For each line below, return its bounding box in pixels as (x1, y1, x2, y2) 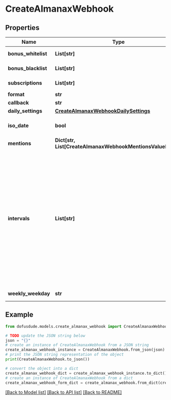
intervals (8, 215, 30, 222)
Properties (5, 23, 40, 32)
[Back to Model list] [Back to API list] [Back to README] (5, 389, 122, 395)
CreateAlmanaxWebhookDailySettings (55, 107, 151, 115)
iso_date (8, 122, 29, 129)
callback (8, 99, 29, 106)
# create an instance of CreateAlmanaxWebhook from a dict (5, 375, 133, 381)
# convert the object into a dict (5, 366, 79, 371)
